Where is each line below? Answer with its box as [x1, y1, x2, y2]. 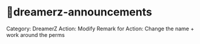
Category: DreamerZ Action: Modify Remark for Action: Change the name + [6, 25, 195, 32]
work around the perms [6, 31, 65, 38]
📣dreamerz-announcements [6, 5, 153, 19]
